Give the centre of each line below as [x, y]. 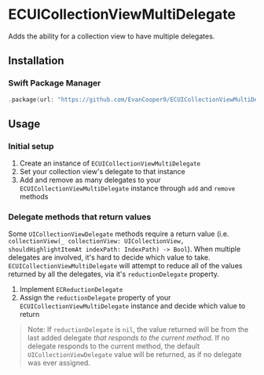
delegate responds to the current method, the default [114, 346]
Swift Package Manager [55, 83]
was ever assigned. [59, 363]
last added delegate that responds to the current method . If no [128, 338]
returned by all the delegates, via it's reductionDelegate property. [114, 274]
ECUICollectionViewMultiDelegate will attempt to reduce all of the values [125, 266]
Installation [36, 61]
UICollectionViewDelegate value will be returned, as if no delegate [134, 355]
